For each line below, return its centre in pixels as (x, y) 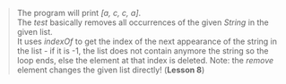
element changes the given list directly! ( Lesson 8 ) (111, 70)
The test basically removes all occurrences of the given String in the (143, 22)
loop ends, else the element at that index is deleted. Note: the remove (145, 60)
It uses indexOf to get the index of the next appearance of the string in (147, 41)
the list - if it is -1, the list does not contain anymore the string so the (143, 51)
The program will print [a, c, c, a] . (79, 13)
